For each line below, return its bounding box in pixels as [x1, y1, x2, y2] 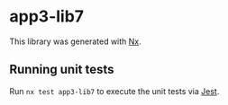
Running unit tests [9, 62, 114, 77]
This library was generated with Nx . [9, 36, 141, 47]
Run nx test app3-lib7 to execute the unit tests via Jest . [9, 85, 220, 96]
